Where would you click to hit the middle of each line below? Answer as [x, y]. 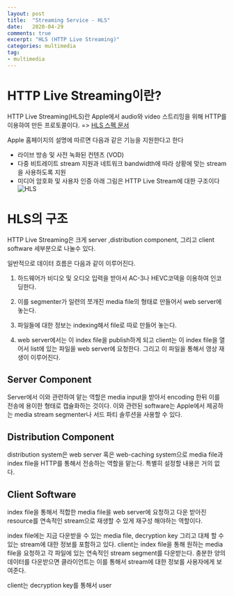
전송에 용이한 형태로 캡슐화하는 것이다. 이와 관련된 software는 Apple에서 [106, 406]
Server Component [49, 380]
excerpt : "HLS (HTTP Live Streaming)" [63, 40]
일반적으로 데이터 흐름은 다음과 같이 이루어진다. [71, 263]
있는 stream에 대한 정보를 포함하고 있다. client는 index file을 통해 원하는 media [115, 544]
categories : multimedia [42, 46]
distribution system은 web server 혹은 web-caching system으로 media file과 [115, 454]
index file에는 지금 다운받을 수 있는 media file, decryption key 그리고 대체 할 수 [116, 536]
